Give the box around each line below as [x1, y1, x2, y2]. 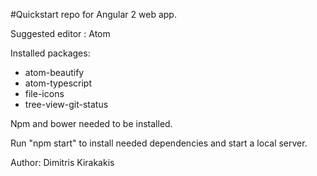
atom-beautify [24, 67, 85, 78]
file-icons [24, 88, 65, 99]
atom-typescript [24, 77, 92, 89]
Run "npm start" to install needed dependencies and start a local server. [10, 137, 308, 149]
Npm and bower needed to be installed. [10, 118, 173, 129]
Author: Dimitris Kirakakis [10, 157, 115, 168]
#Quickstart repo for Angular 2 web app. [10, 9, 177, 20]
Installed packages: [10, 47, 91, 59]
